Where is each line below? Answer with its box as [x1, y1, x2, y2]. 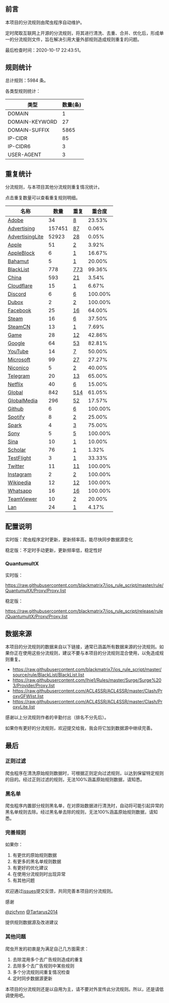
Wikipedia [8, 479, 32, 486]
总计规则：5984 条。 [5, 77, 49, 84]
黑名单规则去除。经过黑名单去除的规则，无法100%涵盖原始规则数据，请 [5, 809, 154, 815]
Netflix [8, 381, 24, 388]
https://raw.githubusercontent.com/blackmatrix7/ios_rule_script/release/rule [5, 608, 163, 614]
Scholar [8, 447, 26, 454]
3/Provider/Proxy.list [12, 683, 55, 689]
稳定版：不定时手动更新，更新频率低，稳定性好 [5, 547, 102, 553]
